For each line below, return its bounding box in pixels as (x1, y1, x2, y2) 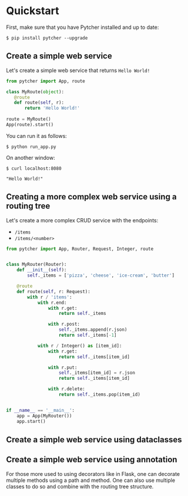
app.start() (16, 418, 46, 424)
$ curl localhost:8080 (6, 165, 62, 172)
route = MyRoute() (6, 116, 51, 122)
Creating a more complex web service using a (6, 192, 177, 202)
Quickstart (6, 4, 60, 18)
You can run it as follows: (6, 132, 68, 139)
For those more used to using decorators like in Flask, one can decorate (6, 470, 180, 477)
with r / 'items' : (27, 294, 72, 300)
